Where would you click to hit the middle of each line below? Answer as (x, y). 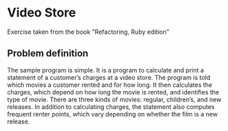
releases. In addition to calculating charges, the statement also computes (111, 107)
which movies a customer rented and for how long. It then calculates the (110, 85)
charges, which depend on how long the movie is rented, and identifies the (113, 92)
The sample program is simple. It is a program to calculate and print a (106, 70)
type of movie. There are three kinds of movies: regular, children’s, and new (114, 99)
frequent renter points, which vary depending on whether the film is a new (113, 114)
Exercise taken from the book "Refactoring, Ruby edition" (89, 32)
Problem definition (48, 53)
